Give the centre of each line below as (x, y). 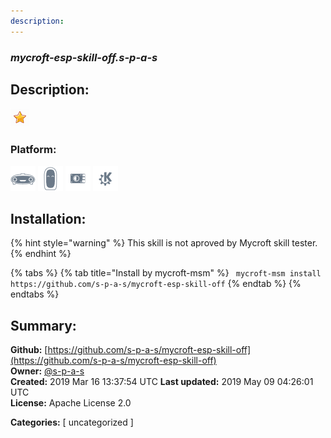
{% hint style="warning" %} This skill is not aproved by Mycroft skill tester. (164, 243)
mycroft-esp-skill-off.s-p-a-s (84, 57)
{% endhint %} (41, 254)
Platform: (33, 150)
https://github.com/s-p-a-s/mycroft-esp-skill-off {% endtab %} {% (156, 284)
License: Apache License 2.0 (71, 403)
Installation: (48, 219)
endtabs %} (35, 294)
